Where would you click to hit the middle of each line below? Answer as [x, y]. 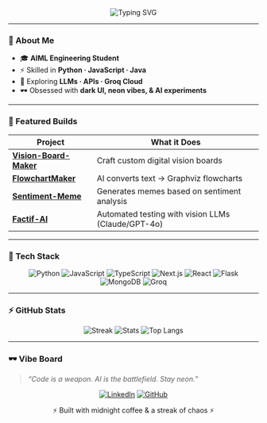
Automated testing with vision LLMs [163, 213]
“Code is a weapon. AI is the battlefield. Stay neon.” [113, 379]
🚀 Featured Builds [43, 121]
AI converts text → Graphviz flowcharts [170, 178]
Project [51, 142]
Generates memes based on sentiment [169, 191]
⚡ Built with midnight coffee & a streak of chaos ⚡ [133, 410]
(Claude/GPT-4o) [130, 224]
